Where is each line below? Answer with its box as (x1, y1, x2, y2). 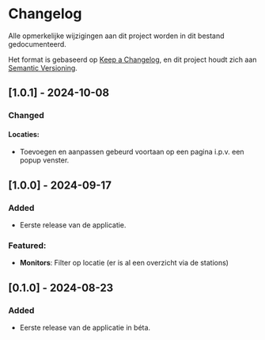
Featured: (8, 240, 47, 251)
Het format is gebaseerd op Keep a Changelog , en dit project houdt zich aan (8, 55, 257, 64)
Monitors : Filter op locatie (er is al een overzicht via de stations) (19, 258, 229, 268)
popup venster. (19, 155, 70, 165)
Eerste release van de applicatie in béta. (19, 323, 151, 333)
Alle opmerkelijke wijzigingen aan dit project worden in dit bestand (8, 31, 225, 40)
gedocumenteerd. (8, 39, 67, 48)
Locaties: (8, 129, 40, 139)
